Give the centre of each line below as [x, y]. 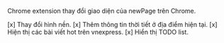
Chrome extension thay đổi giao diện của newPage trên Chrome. [102, 11]
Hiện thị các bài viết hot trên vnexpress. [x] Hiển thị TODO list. [98, 32]
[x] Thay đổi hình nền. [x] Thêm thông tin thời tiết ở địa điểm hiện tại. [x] [112, 24]
